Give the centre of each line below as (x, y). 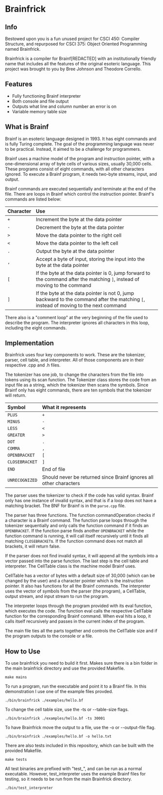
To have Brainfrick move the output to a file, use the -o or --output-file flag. (80, 728)
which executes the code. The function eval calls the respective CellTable (79, 611)
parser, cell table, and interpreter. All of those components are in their (74, 360)
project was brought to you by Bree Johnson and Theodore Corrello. (73, 69)
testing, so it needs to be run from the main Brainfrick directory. (68, 779)
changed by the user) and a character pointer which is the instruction (74, 581)
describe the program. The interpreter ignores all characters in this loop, (77, 323)
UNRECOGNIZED (23, 480)
